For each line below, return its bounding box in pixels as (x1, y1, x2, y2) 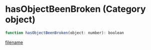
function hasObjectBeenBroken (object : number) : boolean (5, 30, 124, 35)
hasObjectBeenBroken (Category (5, 3, 146, 15)
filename (5, 39, 23, 45)
